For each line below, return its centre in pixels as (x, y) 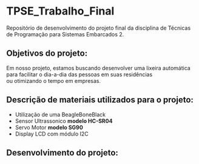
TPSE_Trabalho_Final (60, 11)
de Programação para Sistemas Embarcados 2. (65, 34)
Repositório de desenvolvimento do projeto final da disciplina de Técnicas (99, 28)
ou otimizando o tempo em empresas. (54, 80)
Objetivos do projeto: (47, 54)
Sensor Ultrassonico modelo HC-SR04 (64, 121)
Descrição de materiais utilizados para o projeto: (100, 100)
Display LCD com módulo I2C (52, 134)
